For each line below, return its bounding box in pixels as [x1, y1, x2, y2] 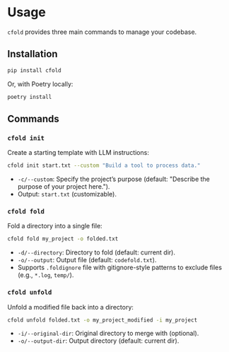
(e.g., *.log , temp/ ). [17, 271, 74, 279]
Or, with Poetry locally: [7, 79, 74, 88]
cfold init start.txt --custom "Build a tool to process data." [7, 162, 201, 170]
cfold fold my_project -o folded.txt [7, 235, 119, 242]
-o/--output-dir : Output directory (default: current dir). [17, 336, 180, 345]
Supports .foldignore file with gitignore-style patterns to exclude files [17, 263, 223, 272]
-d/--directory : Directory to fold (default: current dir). [17, 248, 175, 257]
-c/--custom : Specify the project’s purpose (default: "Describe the [17, 175, 211, 184]
